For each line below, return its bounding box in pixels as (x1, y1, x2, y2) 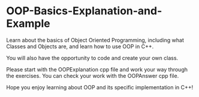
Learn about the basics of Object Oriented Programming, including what (6, 36, 185, 43)
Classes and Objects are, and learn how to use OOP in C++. (6, 43, 154, 50)
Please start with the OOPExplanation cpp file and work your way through (6, 65, 188, 73)
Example (6, 17, 50, 30)
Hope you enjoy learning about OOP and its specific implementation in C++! (6, 83, 194, 90)
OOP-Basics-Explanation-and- (6, 4, 162, 18)
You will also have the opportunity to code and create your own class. (6, 54, 179, 61)
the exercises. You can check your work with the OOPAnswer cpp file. (6, 72, 179, 79)
